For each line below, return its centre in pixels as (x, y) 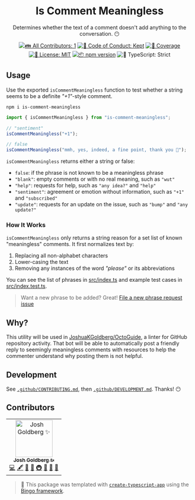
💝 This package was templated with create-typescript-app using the (105, 484)
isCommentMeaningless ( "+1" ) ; (42, 134)
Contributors (31, 408)
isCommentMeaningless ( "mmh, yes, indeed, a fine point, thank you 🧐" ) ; (96, 150)
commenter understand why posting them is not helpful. (75, 356)
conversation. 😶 (100, 33)
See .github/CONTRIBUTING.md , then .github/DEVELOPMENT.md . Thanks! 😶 (94, 389)
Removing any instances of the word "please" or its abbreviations (95, 268)
